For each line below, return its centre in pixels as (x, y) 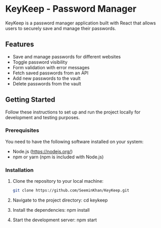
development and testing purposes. (43, 117)
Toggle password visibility (40, 62)
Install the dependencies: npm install (51, 210)
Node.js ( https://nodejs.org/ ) (43, 151)
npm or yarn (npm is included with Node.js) (58, 157)
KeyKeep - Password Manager (71, 9)
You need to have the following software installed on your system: (74, 141)
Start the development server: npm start (55, 220)
